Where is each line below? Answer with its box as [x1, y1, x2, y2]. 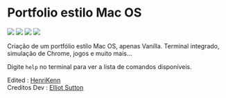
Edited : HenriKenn [7, 76, 61, 84]
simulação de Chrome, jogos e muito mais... [7, 49, 132, 57]
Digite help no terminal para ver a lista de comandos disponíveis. [7, 62, 192, 70]
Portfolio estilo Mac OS [7, 5, 142, 21]
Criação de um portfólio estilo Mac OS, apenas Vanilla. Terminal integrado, [7, 41, 220, 50]
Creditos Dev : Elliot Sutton [7, 83, 84, 91]
